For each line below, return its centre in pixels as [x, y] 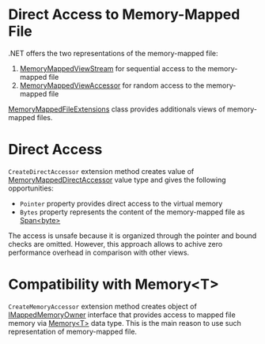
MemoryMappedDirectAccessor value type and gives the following [117, 180]
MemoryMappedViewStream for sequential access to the [113, 68]
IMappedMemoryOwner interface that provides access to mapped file [122, 315]
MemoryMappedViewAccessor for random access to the [112, 85]
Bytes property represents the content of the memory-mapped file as [132, 212]
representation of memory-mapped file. [72, 331]
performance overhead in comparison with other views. [99, 252]
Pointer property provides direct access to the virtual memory [121, 203]
